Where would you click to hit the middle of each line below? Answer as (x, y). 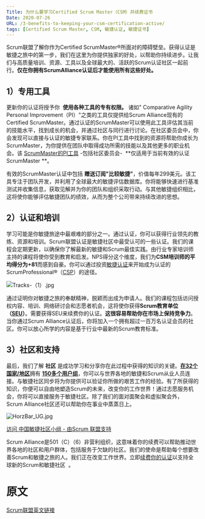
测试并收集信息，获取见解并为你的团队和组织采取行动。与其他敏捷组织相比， (103, 189)
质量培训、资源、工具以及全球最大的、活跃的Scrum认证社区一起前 (105, 62)
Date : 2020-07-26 (28, 18)
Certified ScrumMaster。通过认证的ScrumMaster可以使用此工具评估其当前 (100, 122)
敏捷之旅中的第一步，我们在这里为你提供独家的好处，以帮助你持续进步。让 (100, 55)
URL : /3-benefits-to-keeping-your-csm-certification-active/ (86, 23)
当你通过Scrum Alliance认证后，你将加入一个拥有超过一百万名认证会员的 (97, 321)
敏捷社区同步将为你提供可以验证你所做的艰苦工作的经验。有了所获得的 (110, 381)
